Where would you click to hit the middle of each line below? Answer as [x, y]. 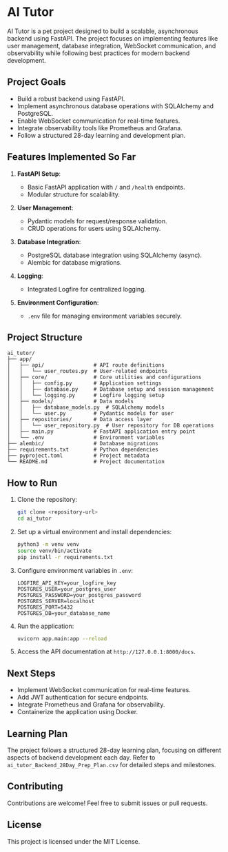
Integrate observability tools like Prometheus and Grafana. [100, 128]
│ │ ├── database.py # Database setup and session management [111, 389]
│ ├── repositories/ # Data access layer [80, 420]
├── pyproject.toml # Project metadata [78, 456]
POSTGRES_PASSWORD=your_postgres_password [79, 595]
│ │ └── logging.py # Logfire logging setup [86, 396]
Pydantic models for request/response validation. [97, 221]
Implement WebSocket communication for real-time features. [104, 690]
